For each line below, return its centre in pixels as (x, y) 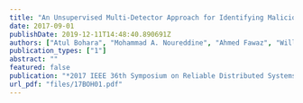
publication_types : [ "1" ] (58, 51)
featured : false (40, 68)
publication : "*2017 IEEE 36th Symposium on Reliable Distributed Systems (153, 76)
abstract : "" (34, 59)
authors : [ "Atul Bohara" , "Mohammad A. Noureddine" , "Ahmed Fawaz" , (141, 43)
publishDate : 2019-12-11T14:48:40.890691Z (90, 34)
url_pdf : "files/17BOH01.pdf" (66, 84)
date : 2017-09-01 (42, 26)
